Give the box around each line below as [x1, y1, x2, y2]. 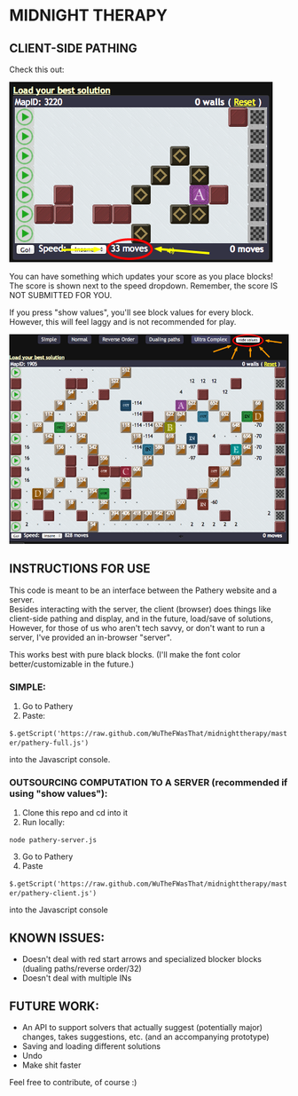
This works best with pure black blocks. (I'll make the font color [9, 649, 241, 659]
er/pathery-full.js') [9, 738, 90, 748]
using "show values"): [9, 787, 108, 800]
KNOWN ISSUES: [9, 930, 105, 945]
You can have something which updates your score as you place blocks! [9, 272, 273, 281]
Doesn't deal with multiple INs [21, 973, 132, 983]
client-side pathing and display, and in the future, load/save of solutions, [9, 613, 273, 624]
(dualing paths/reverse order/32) [21, 964, 142, 974]
